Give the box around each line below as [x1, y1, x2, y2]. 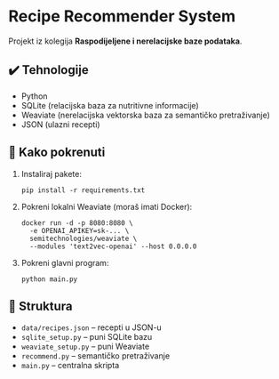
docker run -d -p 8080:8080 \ [20, 218, 134, 228]
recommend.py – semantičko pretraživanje [20, 351, 171, 361]
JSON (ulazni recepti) [20, 118, 100, 130]
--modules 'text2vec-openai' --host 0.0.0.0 [29, 242, 197, 251]
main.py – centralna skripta [20, 360, 120, 371]
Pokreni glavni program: [20, 257, 109, 268]
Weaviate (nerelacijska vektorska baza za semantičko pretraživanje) [20, 109, 270, 120]
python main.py [20, 274, 78, 284]
